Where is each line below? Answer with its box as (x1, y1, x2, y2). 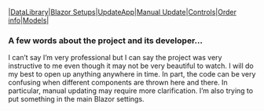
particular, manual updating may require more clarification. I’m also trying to (8, 86, 254, 95)
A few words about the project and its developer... (8, 35, 203, 46)
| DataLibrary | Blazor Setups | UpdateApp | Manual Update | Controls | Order (8, 8, 237, 16)
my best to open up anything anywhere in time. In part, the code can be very (8, 70, 256, 79)
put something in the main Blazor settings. (8, 95, 145, 104)
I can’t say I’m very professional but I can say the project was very (8, 53, 222, 63)
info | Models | (8, 16, 49, 25)
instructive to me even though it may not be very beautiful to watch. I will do (8, 61, 254, 70)
